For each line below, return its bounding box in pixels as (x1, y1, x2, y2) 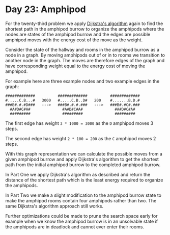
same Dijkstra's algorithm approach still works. (5, 203, 103, 209)
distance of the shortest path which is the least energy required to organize (5, 177, 163, 183)
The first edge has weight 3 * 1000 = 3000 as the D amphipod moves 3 (5, 120, 154, 126)
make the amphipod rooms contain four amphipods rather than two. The (5, 197, 157, 203)
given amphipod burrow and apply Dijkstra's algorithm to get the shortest (5, 156, 159, 162)
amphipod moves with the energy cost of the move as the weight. (5, 37, 143, 43)
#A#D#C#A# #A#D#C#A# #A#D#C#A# (10, 107, 136, 112)
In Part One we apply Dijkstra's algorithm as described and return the (5, 171, 151, 177)
